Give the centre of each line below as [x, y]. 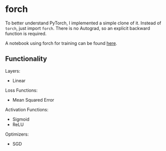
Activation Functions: [27, 109]
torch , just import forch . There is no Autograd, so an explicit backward [78, 28]
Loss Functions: [21, 90]
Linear [19, 80]
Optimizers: [17, 134]
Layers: [13, 71]
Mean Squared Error [33, 100]
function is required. [26, 33]
